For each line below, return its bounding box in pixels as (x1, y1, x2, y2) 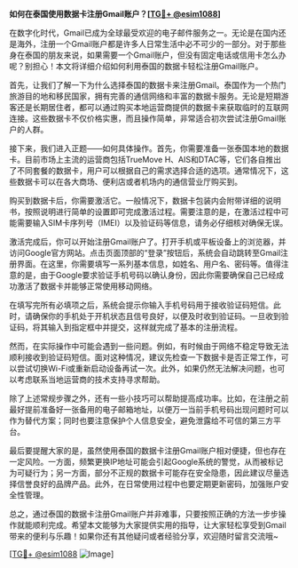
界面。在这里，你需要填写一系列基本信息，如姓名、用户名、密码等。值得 (16, 259, 281, 269)
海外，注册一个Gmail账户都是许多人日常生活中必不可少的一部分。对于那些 (16, 39, 286, 49)
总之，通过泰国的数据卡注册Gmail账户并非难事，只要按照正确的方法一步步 (9, 508, 279, 519)
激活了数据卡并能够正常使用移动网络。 (16, 281, 157, 292)
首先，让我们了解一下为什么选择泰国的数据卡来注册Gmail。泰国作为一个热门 (9, 80, 286, 90)
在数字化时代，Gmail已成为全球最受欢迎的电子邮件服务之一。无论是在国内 (9, 28, 279, 38)
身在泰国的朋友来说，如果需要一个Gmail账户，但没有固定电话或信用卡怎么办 (9, 50, 286, 60)
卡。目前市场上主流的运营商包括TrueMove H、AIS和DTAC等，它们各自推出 (9, 155, 282, 164)
